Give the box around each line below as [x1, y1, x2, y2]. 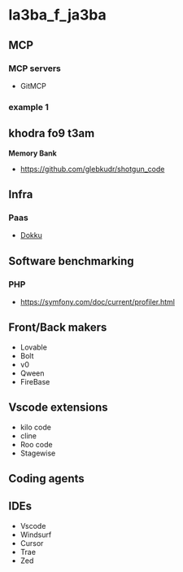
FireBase [20, 376, 50, 386]
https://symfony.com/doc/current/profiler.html [20, 297, 176, 306]
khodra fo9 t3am [8, 126, 95, 140]
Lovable [20, 342, 47, 352]
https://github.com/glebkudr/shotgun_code [20, 164, 165, 174]
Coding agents [8, 472, 85, 486]
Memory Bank [8, 148, 57, 158]
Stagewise [20, 448, 56, 458]
